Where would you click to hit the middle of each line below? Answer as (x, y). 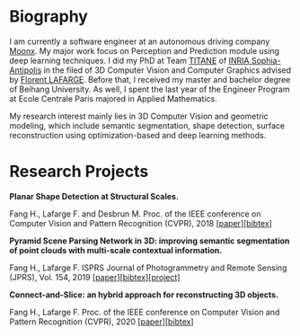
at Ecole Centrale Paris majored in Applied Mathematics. (113, 98)
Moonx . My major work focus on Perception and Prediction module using (145, 50)
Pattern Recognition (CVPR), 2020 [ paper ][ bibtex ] (102, 322)
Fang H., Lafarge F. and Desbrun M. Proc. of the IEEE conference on (135, 214)
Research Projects (79, 172)
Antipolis (26, 70)
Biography (49, 17)
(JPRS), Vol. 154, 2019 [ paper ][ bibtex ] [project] (95, 277)
